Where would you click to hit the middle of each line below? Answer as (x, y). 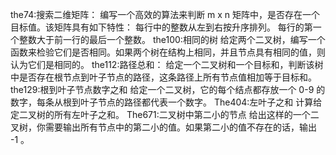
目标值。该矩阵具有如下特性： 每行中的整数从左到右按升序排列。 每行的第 (161, 27)
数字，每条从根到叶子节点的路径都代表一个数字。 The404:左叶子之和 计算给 (166, 102)
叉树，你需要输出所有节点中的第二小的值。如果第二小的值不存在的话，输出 (163, 127)
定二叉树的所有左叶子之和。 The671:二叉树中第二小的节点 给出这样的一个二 (165, 114)
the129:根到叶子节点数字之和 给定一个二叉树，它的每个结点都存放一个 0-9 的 (168, 89)
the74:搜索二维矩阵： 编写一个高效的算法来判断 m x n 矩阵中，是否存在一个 (165, 14)
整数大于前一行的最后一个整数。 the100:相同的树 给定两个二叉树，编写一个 (172, 39)
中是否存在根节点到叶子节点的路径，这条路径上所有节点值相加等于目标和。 (163, 77)
